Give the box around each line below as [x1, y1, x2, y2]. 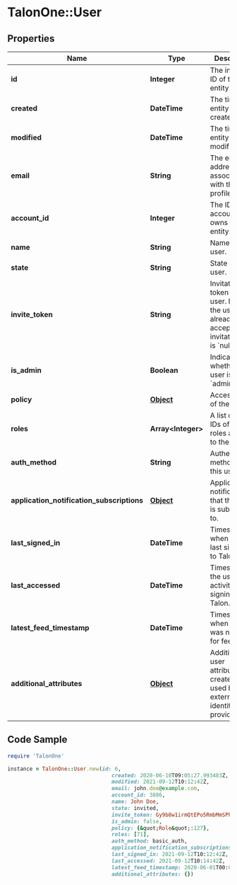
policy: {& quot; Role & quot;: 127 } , [111, 824, 210, 832]
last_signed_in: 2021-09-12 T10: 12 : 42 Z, [111, 851, 229, 858]
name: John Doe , [111, 798, 159, 806]
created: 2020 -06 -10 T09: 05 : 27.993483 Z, [111, 772, 229, 779]
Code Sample [7, 733, 68, 746]
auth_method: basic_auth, [111, 838, 188, 845]
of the [209, 399, 230, 409]
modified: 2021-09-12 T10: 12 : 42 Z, [111, 778, 210, 786]
